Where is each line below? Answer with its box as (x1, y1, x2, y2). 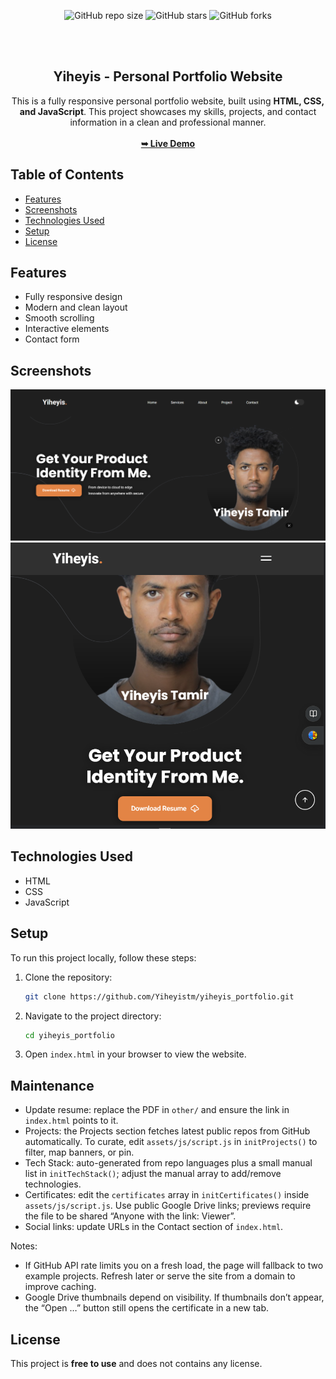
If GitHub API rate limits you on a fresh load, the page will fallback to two (24, 1260, 324, 1272)
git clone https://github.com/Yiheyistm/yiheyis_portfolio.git (24, 991, 295, 1002)
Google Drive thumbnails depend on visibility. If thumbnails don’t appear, (24, 1291, 325, 1304)
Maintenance (10, 1077, 95, 1094)
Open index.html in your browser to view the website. (24, 1048, 247, 1060)
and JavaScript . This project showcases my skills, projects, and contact (19, 105, 317, 117)
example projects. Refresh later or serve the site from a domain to (24, 1270, 296, 1282)
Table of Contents (10, 166, 125, 184)
